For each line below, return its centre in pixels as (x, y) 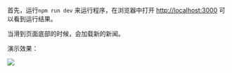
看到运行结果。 (35, 19)
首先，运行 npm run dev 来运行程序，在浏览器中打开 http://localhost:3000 (112, 10)
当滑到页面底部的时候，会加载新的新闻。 (66, 34)
